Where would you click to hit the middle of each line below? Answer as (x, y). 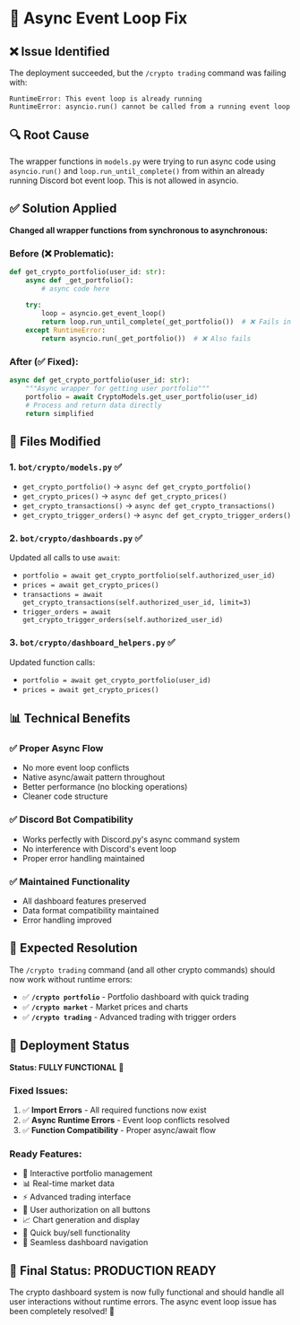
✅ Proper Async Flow (56, 749)
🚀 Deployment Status (69, 1046)
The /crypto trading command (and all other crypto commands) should (142, 970)
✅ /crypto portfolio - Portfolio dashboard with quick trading (135, 996)
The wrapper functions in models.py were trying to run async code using (142, 161)
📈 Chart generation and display (81, 1220)
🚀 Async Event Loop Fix (99, 18)
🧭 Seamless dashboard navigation (85, 1243)
